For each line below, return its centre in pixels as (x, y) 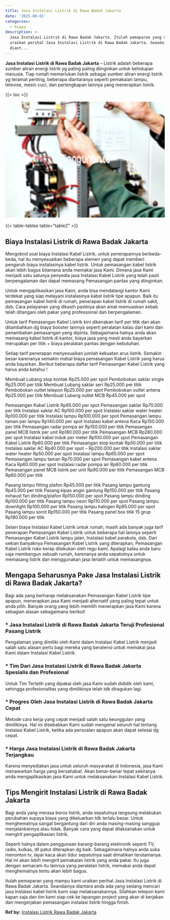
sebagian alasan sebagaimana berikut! (45, 611)
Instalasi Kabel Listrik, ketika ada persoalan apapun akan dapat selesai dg (82, 730)
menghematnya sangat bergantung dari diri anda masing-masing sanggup (83, 823)
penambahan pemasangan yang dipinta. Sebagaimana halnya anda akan (81, 333)
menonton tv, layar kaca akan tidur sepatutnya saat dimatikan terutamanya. (83, 855)
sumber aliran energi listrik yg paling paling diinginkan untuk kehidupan (79, 68)
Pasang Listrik (23, 631)
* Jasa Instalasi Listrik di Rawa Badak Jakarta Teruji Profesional (85, 625)
